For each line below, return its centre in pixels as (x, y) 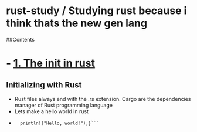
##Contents (21, 39)
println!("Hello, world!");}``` (60, 123)
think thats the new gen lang (77, 23)
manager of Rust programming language (64, 105)
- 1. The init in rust (51, 63)
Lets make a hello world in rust (52, 111)
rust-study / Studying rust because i (96, 11)
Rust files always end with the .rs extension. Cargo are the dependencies (103, 99)
